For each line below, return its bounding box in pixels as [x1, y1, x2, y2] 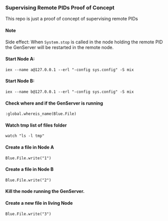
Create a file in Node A [5, 144, 54, 150]
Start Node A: [5, 56, 35, 62]
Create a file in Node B [5, 166, 54, 173]
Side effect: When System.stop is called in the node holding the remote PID [5, 39, 163, 45]
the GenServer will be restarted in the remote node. [5, 44, 114, 50]
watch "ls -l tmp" [5, 133, 45, 139]
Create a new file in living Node [5, 200, 73, 206]
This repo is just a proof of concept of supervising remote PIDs [5, 16, 138, 22]
